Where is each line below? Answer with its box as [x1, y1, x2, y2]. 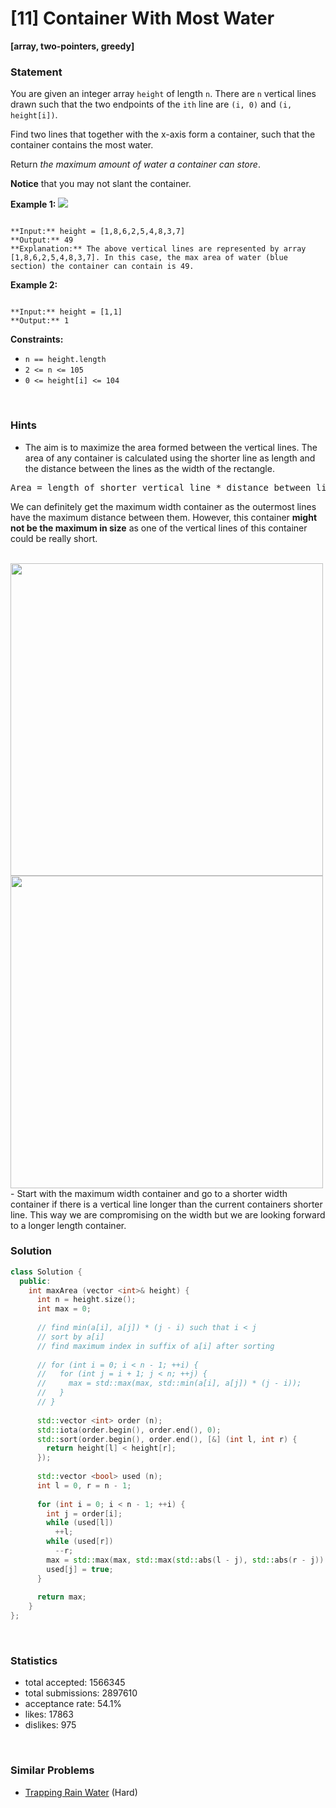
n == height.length [24, 355, 107, 365]
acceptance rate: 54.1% [24, 1698, 123, 1710]
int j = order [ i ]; [46, 1508, 123, 1519]
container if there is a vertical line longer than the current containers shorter [10, 1198, 323, 1210]
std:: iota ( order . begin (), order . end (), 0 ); [36, 1425, 222, 1435]
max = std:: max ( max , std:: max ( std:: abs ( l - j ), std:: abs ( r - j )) [46, 1555, 325, 1565]
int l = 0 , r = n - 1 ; [36, 1480, 132, 1491]
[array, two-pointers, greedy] [10, 40, 135, 52]
